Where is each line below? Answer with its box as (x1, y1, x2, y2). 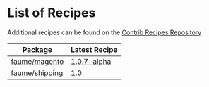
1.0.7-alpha (70, 56, 112, 66)
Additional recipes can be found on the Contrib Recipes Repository (7, 28, 202, 36)
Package (22, 44, 53, 54)
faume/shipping (11, 68, 64, 78)
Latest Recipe (70, 44, 118, 54)
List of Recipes (7, 5, 96, 21)
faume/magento (11, 56, 64, 66)
